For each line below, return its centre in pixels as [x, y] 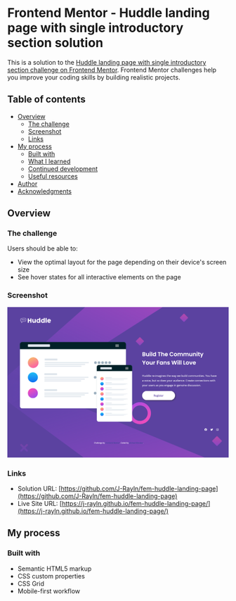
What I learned [49, 161]
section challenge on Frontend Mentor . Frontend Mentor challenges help [112, 70]
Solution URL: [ [39, 489]
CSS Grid [31, 583]
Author [27, 184]
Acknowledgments [45, 191]
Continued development [63, 169]
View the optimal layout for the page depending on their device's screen [122, 262]
